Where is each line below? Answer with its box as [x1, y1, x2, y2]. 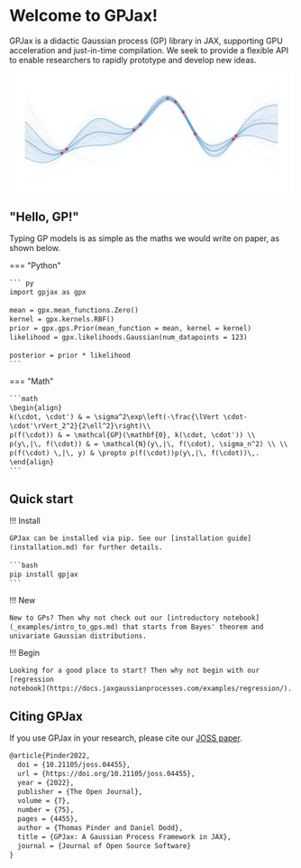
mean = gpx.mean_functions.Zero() [9, 306, 140, 315]
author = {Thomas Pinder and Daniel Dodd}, [17, 824, 183, 833]
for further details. [81, 543, 164, 552]
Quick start [9, 491, 74, 507]
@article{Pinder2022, [9, 751, 91, 761]
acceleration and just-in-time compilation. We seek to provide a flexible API [9, 44, 289, 55]
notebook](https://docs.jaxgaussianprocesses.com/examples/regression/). [9, 684, 293, 694]
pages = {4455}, [17, 815, 78, 824]
